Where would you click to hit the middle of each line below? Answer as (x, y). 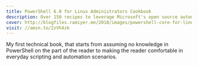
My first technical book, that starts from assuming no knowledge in (88, 44)
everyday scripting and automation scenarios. (62, 57)
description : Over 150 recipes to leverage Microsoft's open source (92, 17)
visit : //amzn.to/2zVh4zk (38, 28)
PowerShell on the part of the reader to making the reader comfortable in (95, 51)
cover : (14, 22)
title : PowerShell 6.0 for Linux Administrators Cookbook (79, 11)
